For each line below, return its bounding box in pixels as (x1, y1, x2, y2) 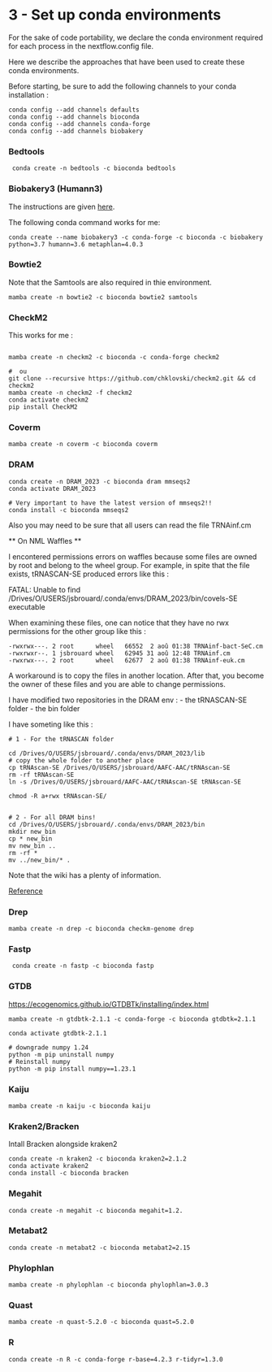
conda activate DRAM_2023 (8, 484, 96, 493)
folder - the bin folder (8, 703, 80, 713)
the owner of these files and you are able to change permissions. (8, 679, 226, 688)
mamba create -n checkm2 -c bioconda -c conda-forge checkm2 (8, 354, 220, 362)
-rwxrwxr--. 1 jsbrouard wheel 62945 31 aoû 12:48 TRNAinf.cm (8, 649, 231, 658)
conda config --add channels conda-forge (8, 119, 151, 128)
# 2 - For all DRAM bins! (8, 813, 96, 822)
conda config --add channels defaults (8, 106, 140, 114)
